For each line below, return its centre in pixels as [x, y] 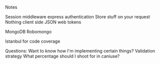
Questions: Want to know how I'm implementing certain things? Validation [80, 51]
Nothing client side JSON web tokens [43, 22]
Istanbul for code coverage [33, 41]
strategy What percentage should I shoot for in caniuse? [62, 56]
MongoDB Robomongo [28, 32]
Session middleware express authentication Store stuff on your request [78, 17]
